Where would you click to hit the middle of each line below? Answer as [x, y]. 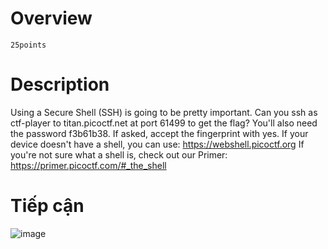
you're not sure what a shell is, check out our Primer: [119, 154]
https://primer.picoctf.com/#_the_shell [88, 165]
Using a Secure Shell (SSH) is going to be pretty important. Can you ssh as [164, 112]
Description [60, 84]
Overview [51, 18]
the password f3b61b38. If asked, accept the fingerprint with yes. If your [159, 133]
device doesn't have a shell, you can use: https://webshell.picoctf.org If [157, 144]
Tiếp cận [47, 206]
